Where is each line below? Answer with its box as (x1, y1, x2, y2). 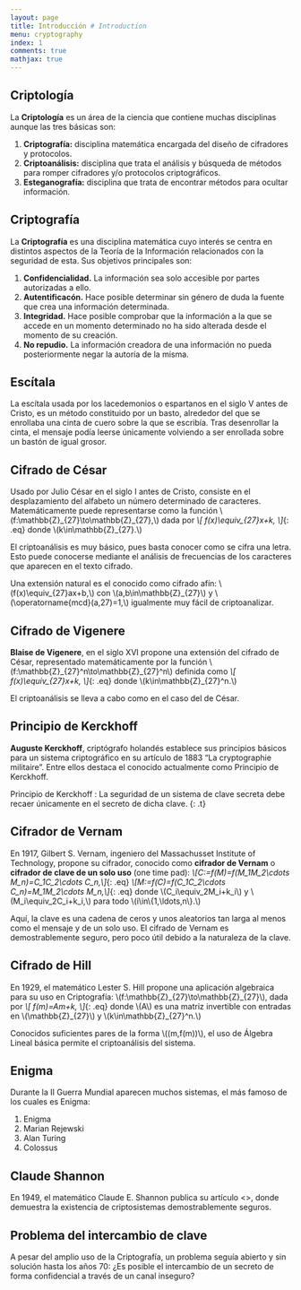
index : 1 (10, 38, 43, 48)
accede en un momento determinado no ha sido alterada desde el (22, 320, 267, 331)
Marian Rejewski (22, 1123, 84, 1134)
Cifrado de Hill (10, 958, 92, 974)
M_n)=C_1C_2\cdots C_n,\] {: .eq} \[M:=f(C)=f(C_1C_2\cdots (10, 876, 227, 887)
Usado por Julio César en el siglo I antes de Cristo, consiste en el (10, 486, 251, 498)
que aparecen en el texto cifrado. (10, 561, 133, 572)
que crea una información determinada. (22, 301, 169, 312)
